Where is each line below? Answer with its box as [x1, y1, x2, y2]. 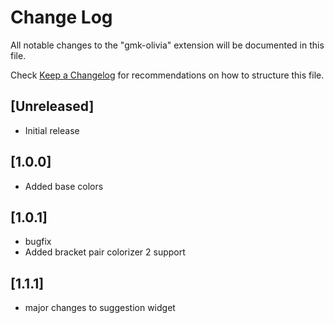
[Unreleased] [10, 98, 95, 115]
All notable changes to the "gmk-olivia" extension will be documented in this [10, 39, 325, 51]
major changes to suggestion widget [24, 302, 176, 314]
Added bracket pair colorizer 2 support [24, 246, 186, 258]
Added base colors [24, 180, 104, 192]
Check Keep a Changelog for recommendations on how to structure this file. [10, 69, 325, 81]
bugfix [24, 236, 52, 248]
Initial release [24, 124, 80, 136]
